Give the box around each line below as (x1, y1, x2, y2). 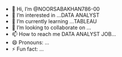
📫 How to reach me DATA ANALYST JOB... (11, 31, 116, 37)
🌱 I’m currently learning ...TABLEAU (11, 18, 97, 24)
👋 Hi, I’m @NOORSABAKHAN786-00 (11, 6, 100, 12)
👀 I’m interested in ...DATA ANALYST (11, 12, 100, 19)
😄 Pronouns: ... (11, 39, 50, 46)
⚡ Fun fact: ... (11, 45, 44, 52)
